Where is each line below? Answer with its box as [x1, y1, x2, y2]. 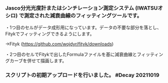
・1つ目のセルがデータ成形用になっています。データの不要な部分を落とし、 [5, 24, 162, 31]
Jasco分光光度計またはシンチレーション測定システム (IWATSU [5, 4, 158, 11]
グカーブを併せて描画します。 [5, 58, 67, 64]
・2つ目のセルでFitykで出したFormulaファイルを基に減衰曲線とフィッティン [5, 52, 163, 58]
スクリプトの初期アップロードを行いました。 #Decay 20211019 [5, 72, 159, 79]
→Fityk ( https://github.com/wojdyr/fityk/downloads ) [5, 41, 114, 47]
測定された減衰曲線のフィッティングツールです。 [24, 12, 143, 19]
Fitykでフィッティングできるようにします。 [5, 31, 95, 37]
